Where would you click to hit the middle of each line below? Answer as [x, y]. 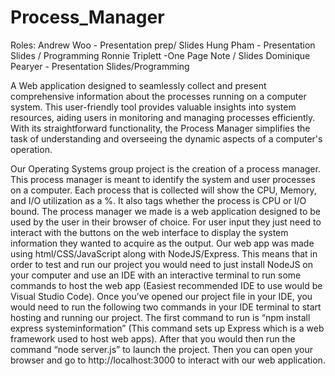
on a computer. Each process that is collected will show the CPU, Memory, [163, 190]
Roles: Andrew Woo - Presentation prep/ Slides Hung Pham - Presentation [163, 45]
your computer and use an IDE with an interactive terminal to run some [156, 275]
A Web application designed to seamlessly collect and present [138, 85]
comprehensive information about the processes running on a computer [158, 96]
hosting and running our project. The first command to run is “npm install [160, 317]
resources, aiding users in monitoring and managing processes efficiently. [163, 117]
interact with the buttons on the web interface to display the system [149, 232]
